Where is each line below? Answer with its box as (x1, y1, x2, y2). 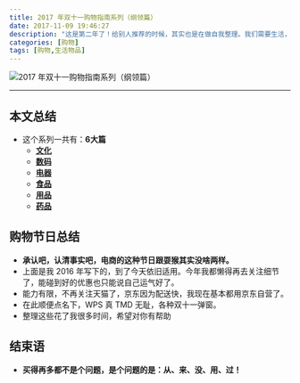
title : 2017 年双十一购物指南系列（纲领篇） (9, 12, 158, 22)
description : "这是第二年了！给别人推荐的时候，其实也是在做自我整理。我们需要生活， (9, 29, 292, 38)
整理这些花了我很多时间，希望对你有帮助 (21, 310, 171, 321)
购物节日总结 (9, 229, 80, 245)
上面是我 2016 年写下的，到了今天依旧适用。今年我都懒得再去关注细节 (21, 265, 279, 276)
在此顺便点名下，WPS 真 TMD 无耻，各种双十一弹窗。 (21, 299, 221, 310)
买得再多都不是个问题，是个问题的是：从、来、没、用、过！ (21, 364, 242, 375)
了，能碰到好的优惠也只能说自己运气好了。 (21, 277, 179, 288)
